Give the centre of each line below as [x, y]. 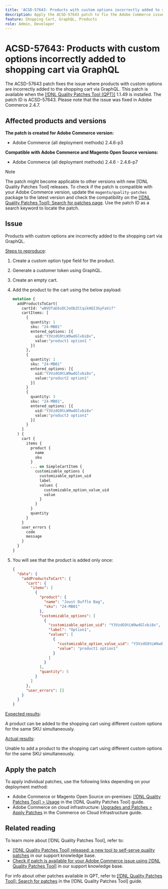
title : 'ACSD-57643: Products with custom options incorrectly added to [82, 10]
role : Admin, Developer [30, 24]
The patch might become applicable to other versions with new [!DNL [77, 181]
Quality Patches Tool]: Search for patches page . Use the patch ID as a [77, 203]
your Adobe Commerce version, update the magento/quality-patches [76, 192]
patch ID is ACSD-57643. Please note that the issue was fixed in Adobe [78, 100]
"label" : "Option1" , [70, 630]
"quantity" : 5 [54, 672]
